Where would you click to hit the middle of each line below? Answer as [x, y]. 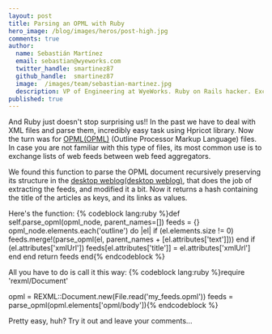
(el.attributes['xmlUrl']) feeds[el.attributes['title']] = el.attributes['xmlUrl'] [130, 248]
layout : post [30, 16]
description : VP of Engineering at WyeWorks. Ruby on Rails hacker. [134, 91]
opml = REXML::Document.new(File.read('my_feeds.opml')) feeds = [121, 297]
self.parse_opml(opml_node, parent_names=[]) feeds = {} [104, 222]
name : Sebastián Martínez [59, 54]
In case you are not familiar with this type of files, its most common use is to [135, 148]
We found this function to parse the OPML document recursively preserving [135, 172]
